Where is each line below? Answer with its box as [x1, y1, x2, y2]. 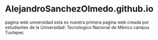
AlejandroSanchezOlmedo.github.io [5, 3, 154, 14]
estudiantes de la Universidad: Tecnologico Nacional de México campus [5, 24, 150, 30]
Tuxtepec [5, 29, 24, 35]
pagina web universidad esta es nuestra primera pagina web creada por [5, 19, 149, 25]
